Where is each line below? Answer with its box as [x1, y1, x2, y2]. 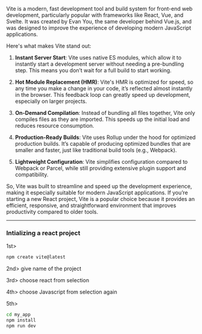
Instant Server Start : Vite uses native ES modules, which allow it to [14, 54, 182, 61]
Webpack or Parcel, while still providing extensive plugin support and [14, 165, 186, 172]
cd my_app [6, 312, 31, 318]
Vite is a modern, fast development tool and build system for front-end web [6, 5, 193, 12]
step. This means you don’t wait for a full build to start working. [14, 67, 172, 74]
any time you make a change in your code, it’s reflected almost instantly [14, 85, 193, 92]
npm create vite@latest [6, 254, 66, 261]
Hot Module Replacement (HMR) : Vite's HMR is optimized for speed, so [14, 78, 194, 85]
